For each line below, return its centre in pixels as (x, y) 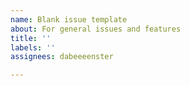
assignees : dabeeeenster (62, 57)
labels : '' (33, 47)
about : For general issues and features (96, 29)
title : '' (31, 38)
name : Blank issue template (69, 19)
